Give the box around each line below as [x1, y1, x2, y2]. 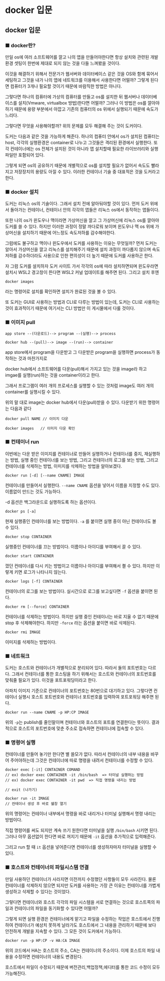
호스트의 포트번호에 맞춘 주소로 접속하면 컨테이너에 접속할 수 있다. [18, 725, 144, 731]
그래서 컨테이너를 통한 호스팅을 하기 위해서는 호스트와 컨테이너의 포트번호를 [11, 671, 157, 677]
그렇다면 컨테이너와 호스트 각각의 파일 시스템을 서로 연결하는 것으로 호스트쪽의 [5, 899, 155, 905]
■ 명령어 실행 [5, 739, 35, 746]
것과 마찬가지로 [18, 355, 48, 362]
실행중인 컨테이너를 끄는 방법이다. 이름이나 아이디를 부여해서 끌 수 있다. [5, 544, 142, 549]
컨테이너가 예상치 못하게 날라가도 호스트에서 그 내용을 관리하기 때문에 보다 [14, 922, 157, 928]
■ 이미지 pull [5, 319, 35, 326]
